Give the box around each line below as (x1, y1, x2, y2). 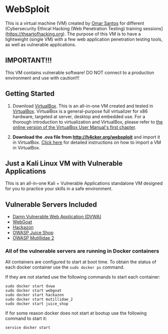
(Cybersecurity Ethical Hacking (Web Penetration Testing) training (5, 25, 142, 31)
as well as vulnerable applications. (5, 41, 76, 47)
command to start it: (5, 315, 47, 321)
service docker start (5, 325, 51, 330)
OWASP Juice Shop (12, 230, 54, 236)
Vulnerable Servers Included (5, 200, 97, 209)
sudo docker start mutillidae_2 (5, 297, 73, 302)
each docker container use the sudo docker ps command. (5, 264, 125, 270)
